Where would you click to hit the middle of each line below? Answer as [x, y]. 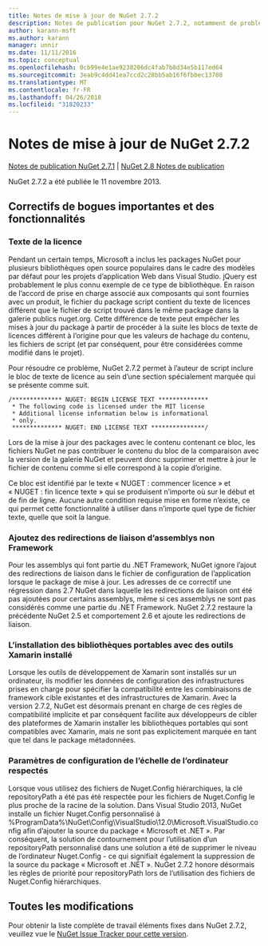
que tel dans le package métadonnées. [72, 740]
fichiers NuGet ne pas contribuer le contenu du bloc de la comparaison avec [134, 451]
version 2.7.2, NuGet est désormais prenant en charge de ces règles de [125, 706]
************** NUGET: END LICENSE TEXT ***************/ [110, 428]
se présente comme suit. [49, 384]
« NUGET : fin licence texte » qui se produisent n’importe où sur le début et [132, 491]
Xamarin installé [41, 655]
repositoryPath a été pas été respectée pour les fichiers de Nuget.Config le [132, 796]
